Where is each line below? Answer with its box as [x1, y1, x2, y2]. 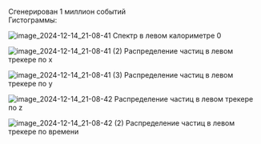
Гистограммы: [8, 15, 58, 25]
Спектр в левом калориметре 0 [112, 31, 222, 40]
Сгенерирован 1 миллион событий [8, 7, 126, 16]
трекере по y [8, 79, 54, 88]
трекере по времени [8, 127, 79, 136]
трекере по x [8, 55, 53, 64]
